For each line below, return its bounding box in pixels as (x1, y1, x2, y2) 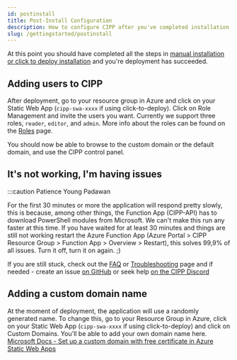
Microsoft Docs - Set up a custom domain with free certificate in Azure (7, 337, 214, 345)
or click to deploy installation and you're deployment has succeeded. (7, 57, 209, 66)
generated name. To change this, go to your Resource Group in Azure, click (7, 314, 227, 322)
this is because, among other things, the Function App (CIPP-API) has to (7, 208, 217, 217)
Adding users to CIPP (7, 77, 103, 89)
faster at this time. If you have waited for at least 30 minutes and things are (7, 223, 226, 232)
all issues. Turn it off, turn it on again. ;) (7, 246, 122, 254)
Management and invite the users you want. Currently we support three (7, 111, 216, 120)
